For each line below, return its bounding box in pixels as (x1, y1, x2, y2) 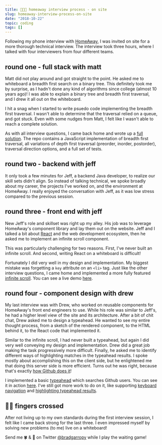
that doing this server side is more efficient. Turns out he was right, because (5, 363, 157, 369)
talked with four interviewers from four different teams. (5, 49, 115, 55)
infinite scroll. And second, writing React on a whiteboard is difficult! (5, 250, 141, 256)
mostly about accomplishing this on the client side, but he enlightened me (5, 358, 152, 364)
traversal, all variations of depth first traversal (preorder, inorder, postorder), (5, 141, 156, 146)
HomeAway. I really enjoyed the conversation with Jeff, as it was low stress (5, 188, 155, 194)
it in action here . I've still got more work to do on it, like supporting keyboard (5, 382, 157, 388)
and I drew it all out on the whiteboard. (5, 96, 82, 102)
